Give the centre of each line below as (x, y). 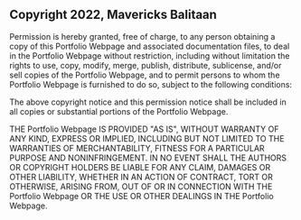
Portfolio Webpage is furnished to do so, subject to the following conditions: (150, 84)
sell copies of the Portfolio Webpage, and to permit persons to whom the (145, 75)
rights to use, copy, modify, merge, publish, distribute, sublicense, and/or (146, 65)
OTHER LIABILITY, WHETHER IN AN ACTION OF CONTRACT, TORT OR (141, 177)
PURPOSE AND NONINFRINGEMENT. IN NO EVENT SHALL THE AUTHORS (148, 158)
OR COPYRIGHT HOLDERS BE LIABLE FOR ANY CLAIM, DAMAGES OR (140, 167)
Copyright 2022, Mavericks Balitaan (113, 15)
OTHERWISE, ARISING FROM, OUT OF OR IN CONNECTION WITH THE (141, 186)
